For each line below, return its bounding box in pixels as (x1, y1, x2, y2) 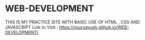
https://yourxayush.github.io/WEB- (59, 24, 129, 30)
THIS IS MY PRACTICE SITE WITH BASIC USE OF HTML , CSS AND (5, 19, 140, 25)
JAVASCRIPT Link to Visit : (5, 24, 59, 30)
